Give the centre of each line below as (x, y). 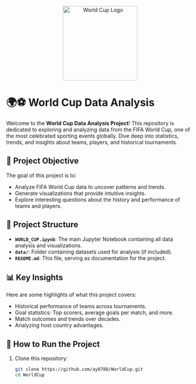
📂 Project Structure (42, 224)
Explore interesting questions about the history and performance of (97, 199)
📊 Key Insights (35, 277)
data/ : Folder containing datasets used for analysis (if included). (94, 252)
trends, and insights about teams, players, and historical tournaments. (92, 142)
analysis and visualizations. (48, 245)
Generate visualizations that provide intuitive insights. (80, 193)
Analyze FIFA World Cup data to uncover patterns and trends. (90, 187)
